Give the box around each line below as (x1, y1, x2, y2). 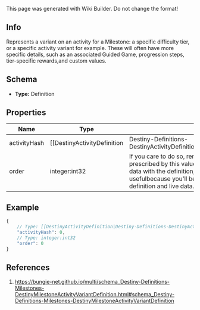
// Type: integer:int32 (17, 235, 76, 241)
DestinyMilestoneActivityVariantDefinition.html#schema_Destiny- (14, 291, 174, 298)
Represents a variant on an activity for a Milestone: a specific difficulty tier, (6, 38, 190, 45)
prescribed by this (129, 160, 180, 168)
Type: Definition (14, 90, 55, 97)
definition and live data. (129, 182, 195, 190)
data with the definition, (129, 167, 195, 175)
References (6, 262, 50, 272)
